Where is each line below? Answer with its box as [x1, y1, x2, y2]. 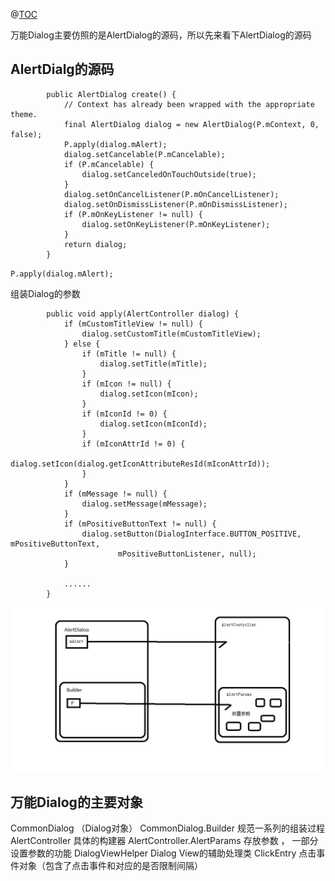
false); [10, 129, 43, 139]
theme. [10, 109, 38, 119]
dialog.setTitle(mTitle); [99, 359, 208, 369]
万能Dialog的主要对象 [10, 794, 143, 811]
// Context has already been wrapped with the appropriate [63, 99, 315, 109]
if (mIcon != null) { [81, 379, 172, 389]
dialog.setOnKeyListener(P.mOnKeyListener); [81, 219, 271, 229]
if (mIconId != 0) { [81, 409, 168, 419]
